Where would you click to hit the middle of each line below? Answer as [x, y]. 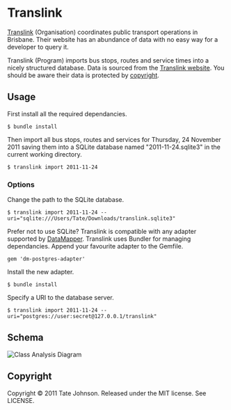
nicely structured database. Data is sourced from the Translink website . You [116, 68]
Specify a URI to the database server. [61, 298]
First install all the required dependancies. [67, 113]
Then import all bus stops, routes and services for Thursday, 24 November [114, 139]
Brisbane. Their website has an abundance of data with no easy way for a [113, 39]
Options [21, 184]
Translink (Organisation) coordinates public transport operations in [103, 32]
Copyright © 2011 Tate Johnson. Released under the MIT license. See [107, 393]
